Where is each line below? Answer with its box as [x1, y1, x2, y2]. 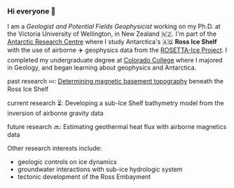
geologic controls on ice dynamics [17, 158, 117, 166]
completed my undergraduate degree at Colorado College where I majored [7, 56, 223, 65]
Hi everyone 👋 [7, 6, 56, 16]
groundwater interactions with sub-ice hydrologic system [17, 165, 184, 174]
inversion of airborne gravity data [7, 109, 104, 118]
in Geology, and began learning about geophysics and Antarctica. [7, 63, 197, 72]
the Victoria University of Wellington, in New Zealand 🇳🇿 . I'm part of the [7, 29, 217, 38]
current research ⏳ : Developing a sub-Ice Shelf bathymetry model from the [7, 99, 224, 107]
